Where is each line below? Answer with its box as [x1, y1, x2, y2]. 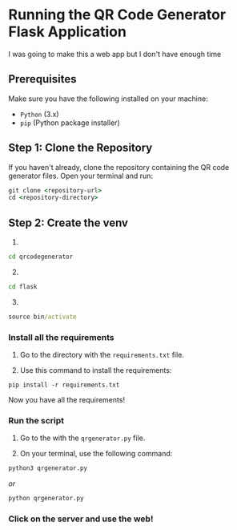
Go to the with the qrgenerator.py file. [19, 433, 146, 443]
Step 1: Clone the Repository [8, 141, 153, 155]
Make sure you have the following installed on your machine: [8, 94, 208, 103]
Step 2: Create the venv [8, 216, 128, 229]
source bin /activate [8, 313, 78, 321]
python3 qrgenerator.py [8, 464, 88, 472]
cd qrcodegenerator [8, 253, 74, 261]
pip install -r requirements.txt [8, 381, 120, 390]
